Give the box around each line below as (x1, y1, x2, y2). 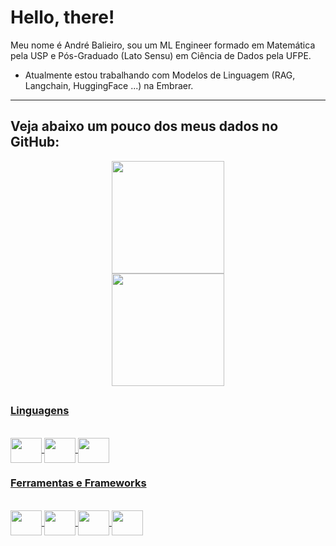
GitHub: (10, 134, 60, 151)
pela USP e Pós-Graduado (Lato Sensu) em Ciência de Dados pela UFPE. (10, 49, 312, 61)
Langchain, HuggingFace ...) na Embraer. (24, 79, 194, 91)
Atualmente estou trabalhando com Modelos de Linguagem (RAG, (24, 69, 296, 81)
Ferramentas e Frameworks (10, 476, 147, 490)
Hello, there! (10, 6, 115, 29)
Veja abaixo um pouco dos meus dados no (10, 118, 279, 135)
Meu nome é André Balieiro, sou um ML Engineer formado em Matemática (10, 39, 316, 51)
